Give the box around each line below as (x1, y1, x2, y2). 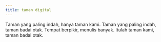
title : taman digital (5, 7, 52, 13)
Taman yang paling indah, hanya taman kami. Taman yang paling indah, (5, 21, 156, 27)
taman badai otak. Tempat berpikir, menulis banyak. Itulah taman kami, (5, 26, 155, 33)
